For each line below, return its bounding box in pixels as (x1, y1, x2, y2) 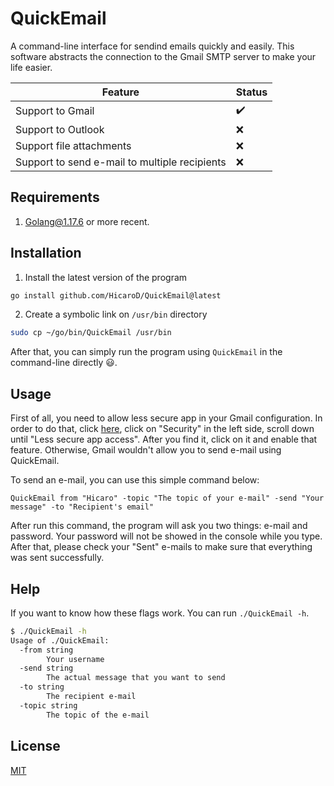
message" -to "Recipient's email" (10, 502, 155, 512)
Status (235, 85, 268, 99)
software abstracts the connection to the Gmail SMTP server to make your (10, 50, 317, 62)
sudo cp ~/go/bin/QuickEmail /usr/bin (10, 328, 172, 338)
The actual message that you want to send (46, 673, 226, 683)
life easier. (10, 61, 53, 73)
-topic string (19, 700, 78, 711)
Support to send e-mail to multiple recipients (15, 155, 227, 169)
